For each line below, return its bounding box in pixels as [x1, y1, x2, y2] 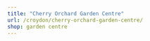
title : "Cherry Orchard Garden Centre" [7, 10, 125, 17]
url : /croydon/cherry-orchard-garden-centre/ [7, 17, 143, 24]
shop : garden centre [7, 23, 68, 30]
